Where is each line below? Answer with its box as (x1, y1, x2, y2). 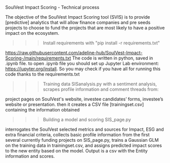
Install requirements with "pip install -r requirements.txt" (42, 40, 160, 46)
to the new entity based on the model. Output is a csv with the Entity (5, 148, 148, 153)
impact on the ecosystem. (5, 30, 60, 36)
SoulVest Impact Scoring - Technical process (5, 5, 100, 10)
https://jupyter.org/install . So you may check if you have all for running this (5, 66, 161, 72)
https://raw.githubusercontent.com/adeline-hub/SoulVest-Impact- (5, 50, 143, 56)
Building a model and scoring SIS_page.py (42, 117, 132, 123)
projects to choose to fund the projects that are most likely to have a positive (5, 25, 165, 31)
